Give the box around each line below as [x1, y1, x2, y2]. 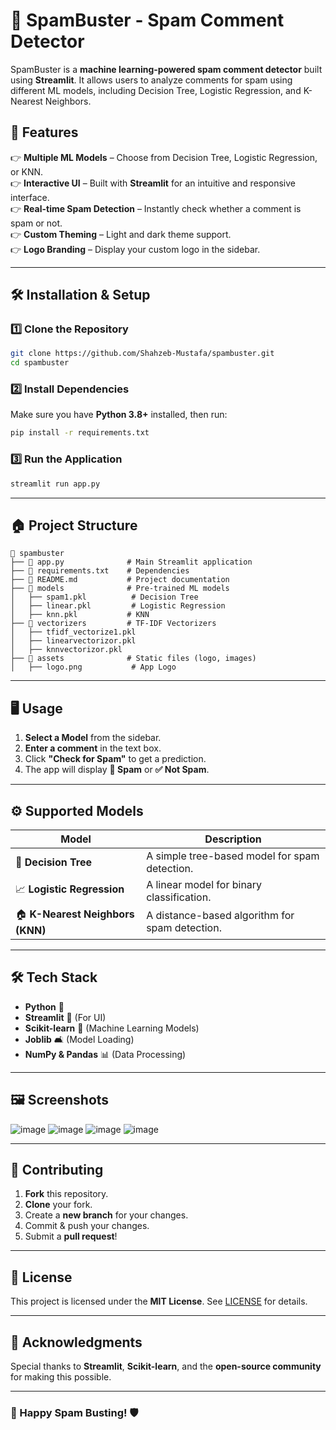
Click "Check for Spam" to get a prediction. [24, 753, 207, 765]
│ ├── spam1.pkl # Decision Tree [10, 592, 199, 603]
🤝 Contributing [10, 1161, 104, 1178]
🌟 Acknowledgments [10, 1334, 143, 1351]
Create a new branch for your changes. [24, 1209, 189, 1221]
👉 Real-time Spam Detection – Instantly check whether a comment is [10, 202, 302, 214]
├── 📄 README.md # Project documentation [10, 575, 230, 585]
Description [204, 832, 262, 846]
